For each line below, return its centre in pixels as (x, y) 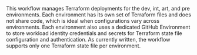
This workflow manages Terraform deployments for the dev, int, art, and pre (98, 8)
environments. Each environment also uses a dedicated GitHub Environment (98, 27)
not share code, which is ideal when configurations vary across (83, 21)
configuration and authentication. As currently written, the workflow (88, 39)
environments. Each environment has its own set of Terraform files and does (98, 15)
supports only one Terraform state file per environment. (74, 46)
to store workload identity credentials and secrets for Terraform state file (94, 33)
